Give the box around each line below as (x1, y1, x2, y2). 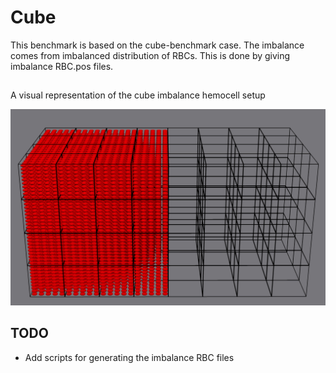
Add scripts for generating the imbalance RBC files (24, 351, 235, 363)
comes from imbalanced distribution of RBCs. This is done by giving (10, 49, 291, 61)
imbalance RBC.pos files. (10, 60, 114, 72)
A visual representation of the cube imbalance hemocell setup (10, 89, 266, 101)
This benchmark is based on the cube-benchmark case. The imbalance (10, 39, 305, 51)
